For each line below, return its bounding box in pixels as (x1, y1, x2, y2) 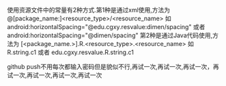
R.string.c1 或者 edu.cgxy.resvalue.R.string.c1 (7, 48, 135, 56)
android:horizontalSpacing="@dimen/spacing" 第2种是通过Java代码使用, (7, 31, 213, 39)
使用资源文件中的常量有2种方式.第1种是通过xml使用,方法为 (7, 6, 171, 14)
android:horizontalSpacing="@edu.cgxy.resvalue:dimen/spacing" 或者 (7, 23, 206, 30)
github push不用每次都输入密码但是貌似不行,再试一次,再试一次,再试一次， (7, 63, 214, 70)
